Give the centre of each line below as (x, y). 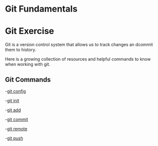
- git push (14, 138)
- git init (12, 100)
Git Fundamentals (41, 9)
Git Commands (28, 79)
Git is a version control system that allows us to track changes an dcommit (79, 45)
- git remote (16, 129)
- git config (15, 91)
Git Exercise (29, 31)
